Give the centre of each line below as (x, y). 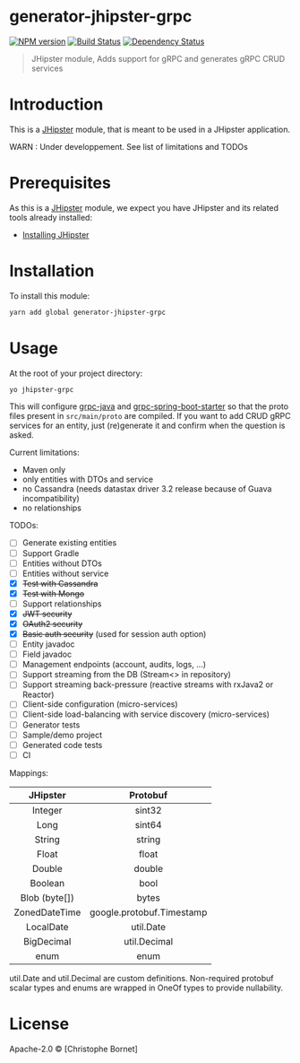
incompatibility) (51, 499)
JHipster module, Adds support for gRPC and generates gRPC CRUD (158, 58)
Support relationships (62, 604)
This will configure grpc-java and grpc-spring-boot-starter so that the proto (149, 406)
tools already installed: (51, 217)
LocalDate (47, 927)
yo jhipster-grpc (42, 389)
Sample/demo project (62, 735)
